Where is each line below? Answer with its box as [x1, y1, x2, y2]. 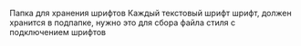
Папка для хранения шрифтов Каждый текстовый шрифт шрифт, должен [9, 8, 292, 18]
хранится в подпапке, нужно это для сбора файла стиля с [9, 17, 235, 28]
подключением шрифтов [9, 27, 107, 37]
